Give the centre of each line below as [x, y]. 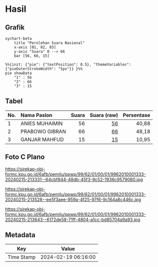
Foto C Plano [25, 157]
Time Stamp [22, 257]
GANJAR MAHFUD [42, 139]
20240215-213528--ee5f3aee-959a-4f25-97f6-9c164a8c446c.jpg [73, 199]
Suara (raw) [104, 115]
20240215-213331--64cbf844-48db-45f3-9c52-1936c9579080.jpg [74, 179]
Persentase [137, 115]
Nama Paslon [37, 115]
